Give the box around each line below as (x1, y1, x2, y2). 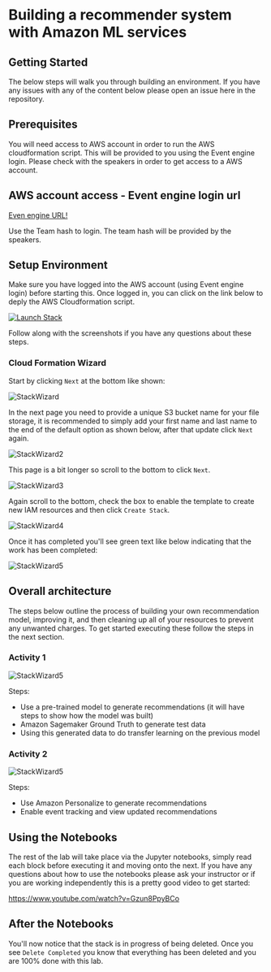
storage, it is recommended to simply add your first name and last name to (8, 416, 257, 426)
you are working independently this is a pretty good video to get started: (8, 878, 251, 887)
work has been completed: (8, 545, 98, 554)
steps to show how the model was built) (19, 710, 154, 720)
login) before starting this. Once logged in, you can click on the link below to (8, 289, 264, 298)
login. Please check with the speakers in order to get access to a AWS (8, 156, 243, 166)
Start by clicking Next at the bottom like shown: (8, 375, 166, 385)
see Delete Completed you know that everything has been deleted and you (8, 947, 257, 957)
